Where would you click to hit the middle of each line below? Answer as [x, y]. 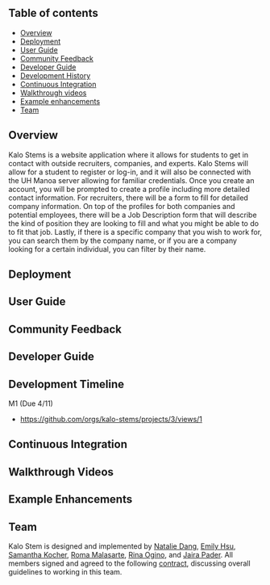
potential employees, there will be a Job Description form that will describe [133, 215]
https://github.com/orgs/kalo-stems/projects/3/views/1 [111, 419]
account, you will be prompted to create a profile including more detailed [129, 189]
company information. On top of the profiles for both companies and [122, 206]
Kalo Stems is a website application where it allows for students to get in [128, 155]
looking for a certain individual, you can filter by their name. [107, 249]
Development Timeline [66, 384]
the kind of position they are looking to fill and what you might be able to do [134, 223]
